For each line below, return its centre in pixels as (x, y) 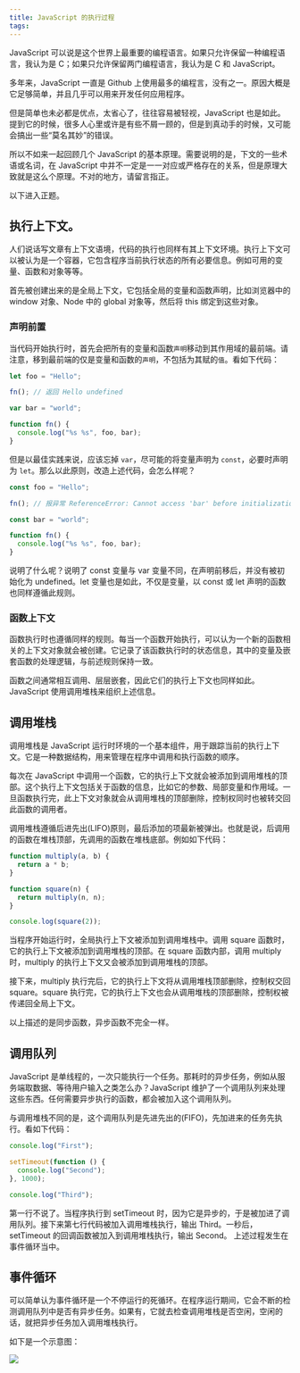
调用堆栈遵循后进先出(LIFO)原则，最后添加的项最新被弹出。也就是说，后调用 (150, 828)
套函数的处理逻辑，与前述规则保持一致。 (83, 662)
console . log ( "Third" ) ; (51, 1194)
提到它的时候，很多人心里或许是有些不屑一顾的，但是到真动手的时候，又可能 (150, 124)
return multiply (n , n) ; (61, 897)
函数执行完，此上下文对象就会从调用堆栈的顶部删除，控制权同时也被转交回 (154, 798)
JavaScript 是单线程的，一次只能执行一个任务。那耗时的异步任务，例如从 (144, 1077)
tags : (19, 26)
